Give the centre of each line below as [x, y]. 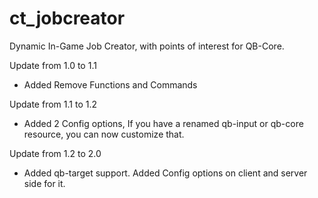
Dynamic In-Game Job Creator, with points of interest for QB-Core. [147, 46]
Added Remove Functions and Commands [110, 84]
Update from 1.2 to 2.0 [55, 153]
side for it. [44, 183]
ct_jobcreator [67, 18]
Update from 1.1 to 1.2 [53, 104]
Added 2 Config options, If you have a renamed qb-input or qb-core [163, 123]
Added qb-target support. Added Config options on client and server [165, 173]
